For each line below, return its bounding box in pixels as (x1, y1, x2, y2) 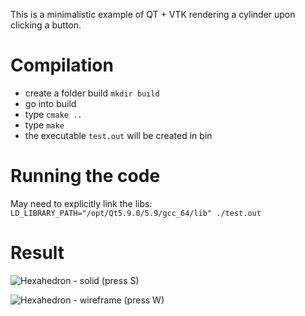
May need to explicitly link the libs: (10, 197, 153, 209)
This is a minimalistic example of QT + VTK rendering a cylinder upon (10, 9, 296, 20)
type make (24, 119, 65, 131)
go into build (24, 97, 77, 109)
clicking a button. (10, 19, 82, 31)
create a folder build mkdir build (24, 87, 160, 99)
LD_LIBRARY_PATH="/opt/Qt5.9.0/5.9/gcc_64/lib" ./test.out (10, 208, 262, 218)
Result (10, 242, 65, 264)
